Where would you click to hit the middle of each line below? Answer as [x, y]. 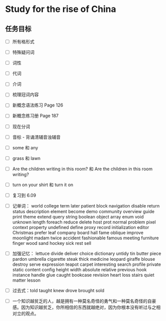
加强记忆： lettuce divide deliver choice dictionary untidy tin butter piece [87, 253]
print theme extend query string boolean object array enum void [78, 217]
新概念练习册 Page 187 [35, 116]
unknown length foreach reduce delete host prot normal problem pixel [84, 222]
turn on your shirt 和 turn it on [43, 185]
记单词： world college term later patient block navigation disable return [86, 206]
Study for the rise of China [61, 9]
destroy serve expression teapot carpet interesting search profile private [87, 264]
